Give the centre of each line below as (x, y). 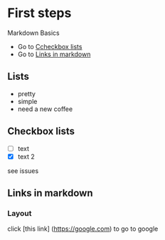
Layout (20, 213)
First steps (39, 13)
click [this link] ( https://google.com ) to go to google (83, 229)
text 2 (26, 156)
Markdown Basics (33, 33)
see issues (23, 171)
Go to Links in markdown (54, 54)
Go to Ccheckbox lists (50, 46)
